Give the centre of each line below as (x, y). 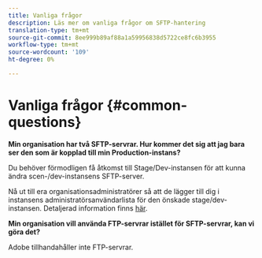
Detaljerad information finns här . (95, 208)
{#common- (147, 105)
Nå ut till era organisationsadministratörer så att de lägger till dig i (114, 191)
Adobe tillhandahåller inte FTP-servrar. (71, 247)
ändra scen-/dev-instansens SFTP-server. (76, 176)
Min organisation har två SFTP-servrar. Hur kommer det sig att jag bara (127, 144)
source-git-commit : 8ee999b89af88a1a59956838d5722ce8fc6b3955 (112, 37)
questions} (45, 122)
